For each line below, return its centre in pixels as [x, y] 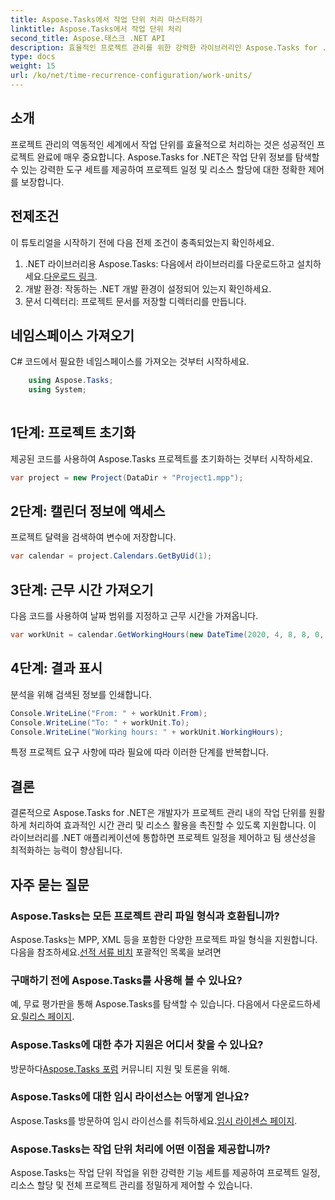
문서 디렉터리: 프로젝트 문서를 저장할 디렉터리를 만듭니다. [135, 301]
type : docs [33, 57]
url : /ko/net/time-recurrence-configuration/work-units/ [131, 76]
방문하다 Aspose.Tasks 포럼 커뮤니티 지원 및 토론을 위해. [120, 1068]
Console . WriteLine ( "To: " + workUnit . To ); [100, 722]
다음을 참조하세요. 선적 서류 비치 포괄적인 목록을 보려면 [116, 952]
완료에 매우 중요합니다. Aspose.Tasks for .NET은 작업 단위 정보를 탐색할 [178, 157]
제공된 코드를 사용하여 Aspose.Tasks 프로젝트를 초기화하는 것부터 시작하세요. [161, 458]
